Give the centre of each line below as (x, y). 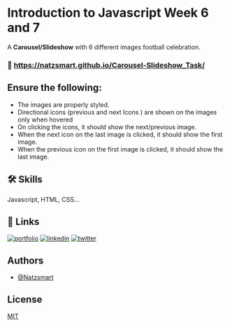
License (25, 299)
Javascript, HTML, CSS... (43, 200)
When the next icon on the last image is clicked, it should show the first (120, 134)
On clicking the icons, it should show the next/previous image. (107, 126)
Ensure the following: (55, 88)
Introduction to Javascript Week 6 (108, 13)
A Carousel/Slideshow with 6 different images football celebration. (104, 47)
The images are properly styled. (63, 104)
